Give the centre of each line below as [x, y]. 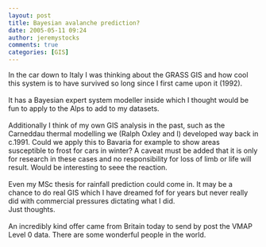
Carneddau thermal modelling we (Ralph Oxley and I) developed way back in [133, 134]
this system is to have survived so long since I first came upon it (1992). [125, 83]
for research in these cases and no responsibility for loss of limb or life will [130, 159]
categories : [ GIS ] [39, 52]
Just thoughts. [32, 209]
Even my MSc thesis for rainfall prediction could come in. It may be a [120, 184]
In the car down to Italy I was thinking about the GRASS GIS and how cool [128, 75]
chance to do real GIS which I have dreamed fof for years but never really [128, 192]
